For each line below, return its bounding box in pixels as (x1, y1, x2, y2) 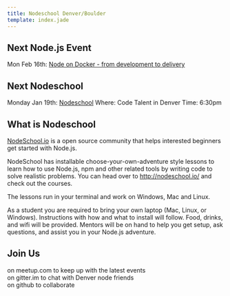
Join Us (7, 248, 41, 260)
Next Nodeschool (7, 80, 84, 92)
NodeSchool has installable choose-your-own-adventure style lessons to (7, 157, 215, 165)
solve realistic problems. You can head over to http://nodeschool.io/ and (7, 171, 212, 180)
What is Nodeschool (7, 118, 96, 130)
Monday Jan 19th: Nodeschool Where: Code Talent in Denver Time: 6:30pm (7, 98, 222, 107)
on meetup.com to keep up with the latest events (7, 266, 146, 274)
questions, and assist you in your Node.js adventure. (7, 228, 156, 236)
